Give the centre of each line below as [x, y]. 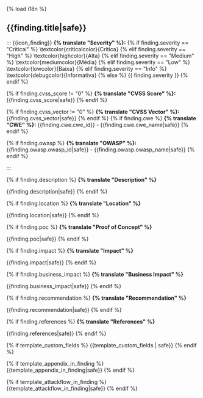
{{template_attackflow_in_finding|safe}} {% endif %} [72, 388]
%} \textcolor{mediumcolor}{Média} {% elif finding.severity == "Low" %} [98, 62]
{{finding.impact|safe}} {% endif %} [51, 262]
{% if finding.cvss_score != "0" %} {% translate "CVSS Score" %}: [91, 93]
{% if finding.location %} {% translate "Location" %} [74, 203]
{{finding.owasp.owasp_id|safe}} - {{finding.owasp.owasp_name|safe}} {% [101, 150]
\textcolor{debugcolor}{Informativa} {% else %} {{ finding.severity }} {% [97, 75]
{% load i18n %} [27, 9]
